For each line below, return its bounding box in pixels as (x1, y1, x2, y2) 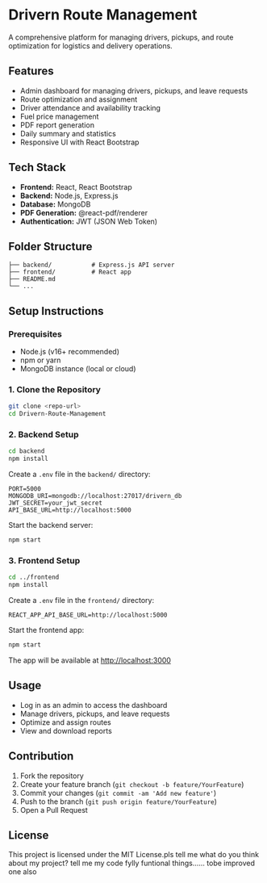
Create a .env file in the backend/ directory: (8, 470, 151, 479)
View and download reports (19, 726, 113, 735)
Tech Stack (8, 161, 66, 174)
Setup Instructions (8, 304, 104, 318)
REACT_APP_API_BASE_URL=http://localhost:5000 (8, 611, 168, 619)
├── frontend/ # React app (8, 268, 131, 276)
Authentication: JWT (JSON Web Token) (19, 216, 158, 226)
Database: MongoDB (19, 199, 91, 209)
